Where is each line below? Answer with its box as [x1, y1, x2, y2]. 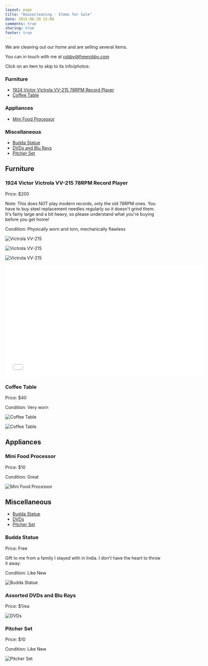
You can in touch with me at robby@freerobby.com [5, 54, 110, 60]
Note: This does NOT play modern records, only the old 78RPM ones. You [5, 200, 156, 206]
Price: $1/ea [5, 603, 30, 609]
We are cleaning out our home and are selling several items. [5, 44, 128, 50]
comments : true [5, 21, 37, 26]
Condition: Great [5, 474, 39, 480]
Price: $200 [5, 191, 30, 197]
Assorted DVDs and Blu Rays [5, 592, 76, 599]
